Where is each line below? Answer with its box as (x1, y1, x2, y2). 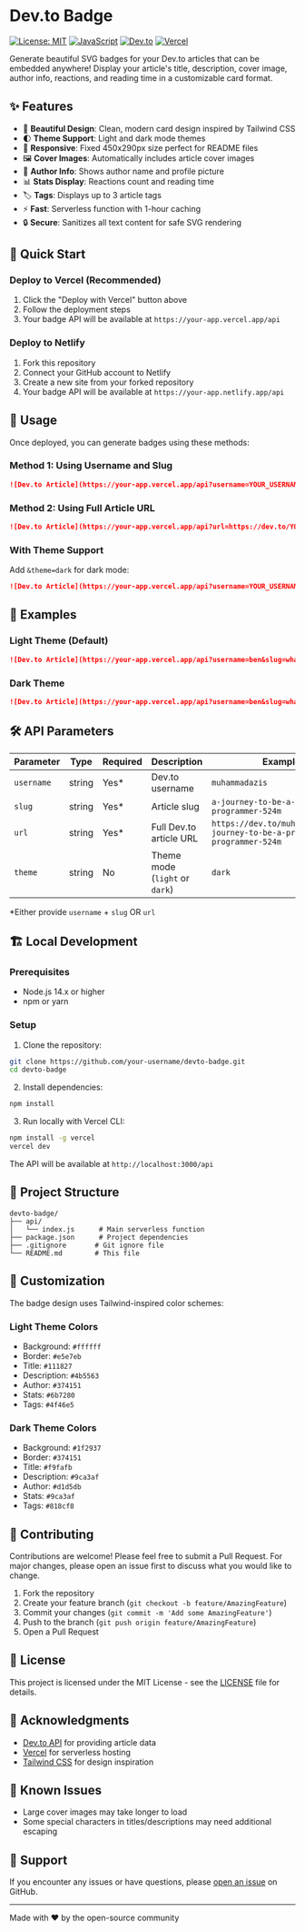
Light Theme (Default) (9, 634, 109, 647)
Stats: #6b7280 (22, 1389, 75, 1400)
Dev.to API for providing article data (22, 1736, 157, 1747)
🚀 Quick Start (9, 247, 86, 262)
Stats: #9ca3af (22, 1491, 75, 1502)
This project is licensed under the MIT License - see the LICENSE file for (9, 1676, 280, 1687)
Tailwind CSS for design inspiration (22, 1756, 154, 1767)
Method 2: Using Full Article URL (9, 501, 156, 514)
